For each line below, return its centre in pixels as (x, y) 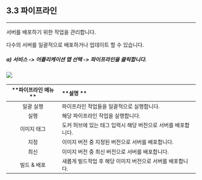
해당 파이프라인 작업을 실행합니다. (101, 115)
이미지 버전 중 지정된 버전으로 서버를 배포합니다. (118, 142)
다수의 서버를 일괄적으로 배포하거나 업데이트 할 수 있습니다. (75, 44)
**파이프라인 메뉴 (33, 90)
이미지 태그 (33, 129)
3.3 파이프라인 (32, 11)
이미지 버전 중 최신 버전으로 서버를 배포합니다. (116, 151)
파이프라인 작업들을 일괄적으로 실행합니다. (111, 106)
